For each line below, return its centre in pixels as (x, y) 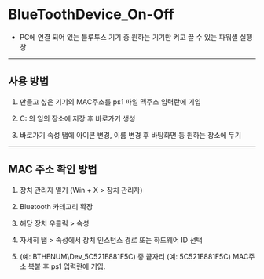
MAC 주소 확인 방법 (53, 170)
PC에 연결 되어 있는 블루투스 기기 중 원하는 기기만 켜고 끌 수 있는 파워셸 (128, 37)
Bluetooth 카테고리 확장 (56, 206)
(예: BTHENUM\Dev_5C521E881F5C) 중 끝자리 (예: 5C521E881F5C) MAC (134, 256)
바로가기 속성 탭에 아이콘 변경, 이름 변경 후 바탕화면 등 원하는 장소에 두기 (130, 135)
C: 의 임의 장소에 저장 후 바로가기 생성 (77, 118)
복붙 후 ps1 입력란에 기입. (67, 266)
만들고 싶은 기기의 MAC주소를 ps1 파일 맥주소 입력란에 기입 (110, 101)
